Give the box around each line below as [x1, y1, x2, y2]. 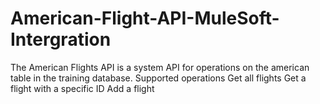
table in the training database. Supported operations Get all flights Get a [10, 72, 307, 84]
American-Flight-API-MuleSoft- [10, 7, 280, 30]
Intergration [10, 28, 112, 51]
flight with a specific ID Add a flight [10, 82, 155, 94]
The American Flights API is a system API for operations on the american [10, 61, 310, 73]
